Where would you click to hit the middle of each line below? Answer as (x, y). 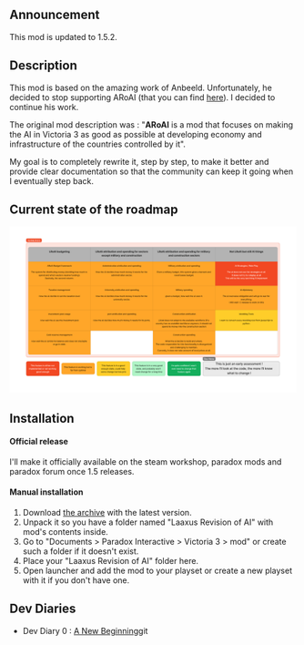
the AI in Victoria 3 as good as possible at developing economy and (136, 134)
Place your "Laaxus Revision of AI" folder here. (110, 561)
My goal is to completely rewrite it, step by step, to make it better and (139, 161)
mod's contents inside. (66, 532)
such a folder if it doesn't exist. (81, 551)
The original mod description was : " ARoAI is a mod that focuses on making (152, 124)
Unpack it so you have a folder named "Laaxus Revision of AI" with (148, 522)
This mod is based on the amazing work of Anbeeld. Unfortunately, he (141, 87)
